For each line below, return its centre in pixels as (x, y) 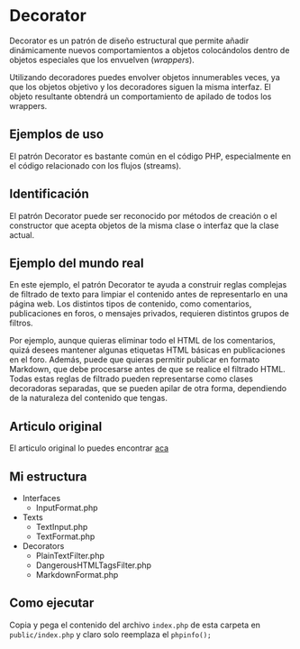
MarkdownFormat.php (77, 575)
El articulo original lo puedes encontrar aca (89, 448)
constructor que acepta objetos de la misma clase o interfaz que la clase (144, 225)
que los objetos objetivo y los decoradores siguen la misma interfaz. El (141, 87)
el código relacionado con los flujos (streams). (95, 165)
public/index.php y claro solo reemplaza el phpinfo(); (110, 634)
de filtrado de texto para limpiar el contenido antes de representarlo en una (149, 295)
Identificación (50, 194)
